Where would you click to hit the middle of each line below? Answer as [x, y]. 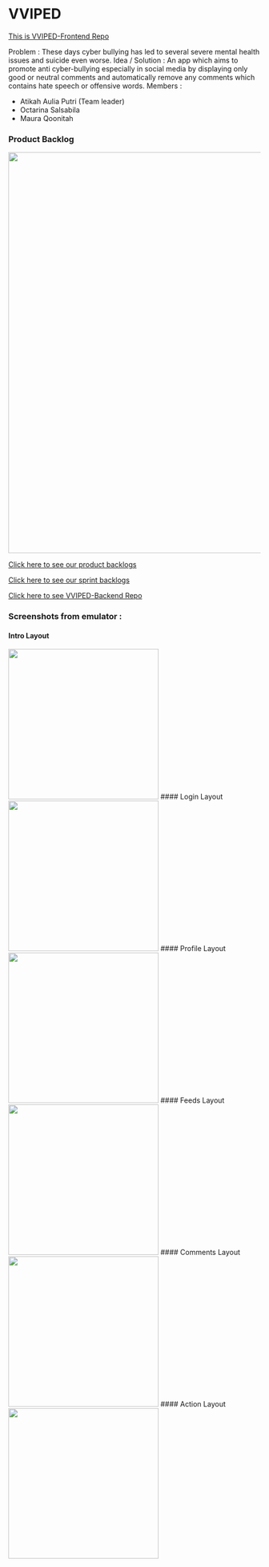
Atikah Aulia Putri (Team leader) [72, 101]
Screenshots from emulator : [65, 617]
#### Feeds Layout [192, 1100]
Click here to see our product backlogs [72, 565]
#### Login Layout [191, 797]
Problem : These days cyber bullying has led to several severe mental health [134, 51]
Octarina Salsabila [50, 110]
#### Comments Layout [200, 1253]
